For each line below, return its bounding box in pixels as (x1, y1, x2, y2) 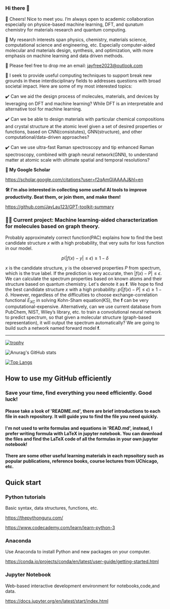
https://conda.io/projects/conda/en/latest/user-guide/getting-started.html (5, 558, 159, 564)
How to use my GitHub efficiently (5, 374, 112, 383)
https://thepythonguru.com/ (5, 515, 63, 521)
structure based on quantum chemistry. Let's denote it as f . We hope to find (5, 281, 163, 287)
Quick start (5, 478, 41, 487)
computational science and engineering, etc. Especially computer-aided (5, 42, 155, 48)
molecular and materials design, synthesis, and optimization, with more (5, 48, 153, 54)
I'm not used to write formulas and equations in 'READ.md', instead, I (5, 425, 153, 431)
